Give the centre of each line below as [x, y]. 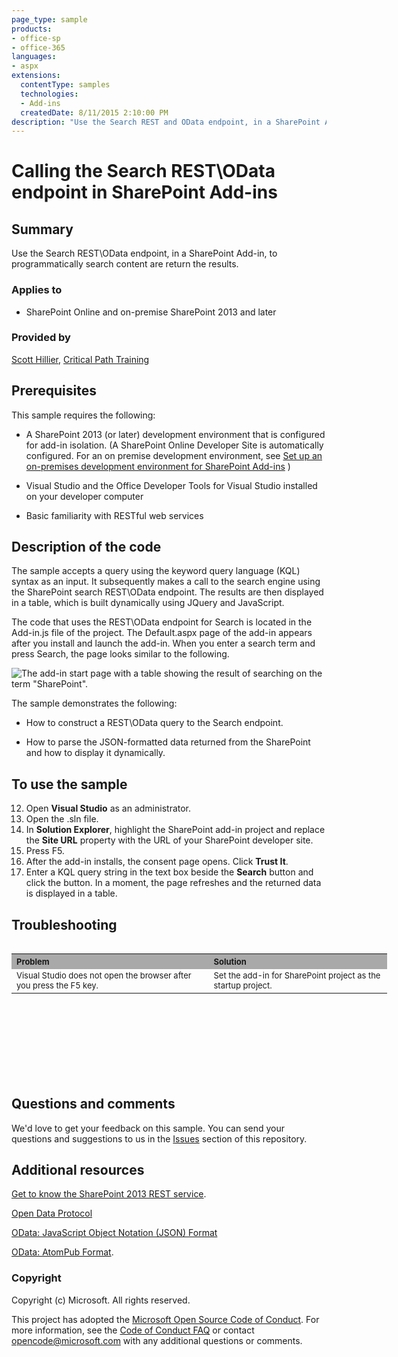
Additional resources [78, 1169]
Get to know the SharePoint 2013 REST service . [109, 1194]
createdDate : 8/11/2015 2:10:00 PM [94, 112]
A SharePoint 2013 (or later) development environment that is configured [175, 434]
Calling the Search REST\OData [143, 171]
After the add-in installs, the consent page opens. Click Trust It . [157, 862]
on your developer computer [84, 496]
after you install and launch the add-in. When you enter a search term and [163, 643]
